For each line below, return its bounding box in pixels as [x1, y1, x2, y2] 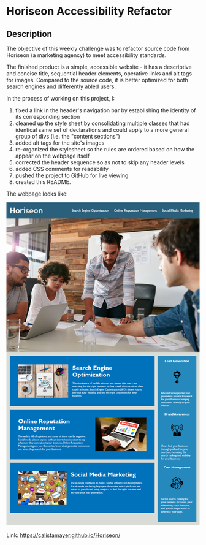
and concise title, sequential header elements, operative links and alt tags [6, 70, 192, 77]
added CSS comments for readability [15, 166, 109, 172]
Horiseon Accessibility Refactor [6, 4, 172, 18]
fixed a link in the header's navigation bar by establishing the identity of [15, 107, 196, 114]
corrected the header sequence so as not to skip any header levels [15, 159, 185, 166]
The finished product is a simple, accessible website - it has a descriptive [6, 63, 192, 71]
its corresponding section [15, 113, 80, 120]
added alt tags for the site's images [15, 139, 105, 147]
